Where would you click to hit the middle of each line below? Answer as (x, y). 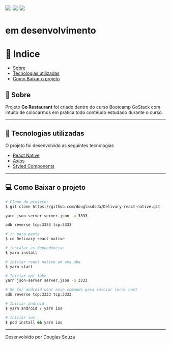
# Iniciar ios (20, 318)
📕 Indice (23, 54)
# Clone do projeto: (27, 202)
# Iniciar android (25, 304)
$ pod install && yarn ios (34, 322)
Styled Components (34, 166)
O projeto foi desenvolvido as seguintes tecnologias (60, 145)
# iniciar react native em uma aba (43, 262)
